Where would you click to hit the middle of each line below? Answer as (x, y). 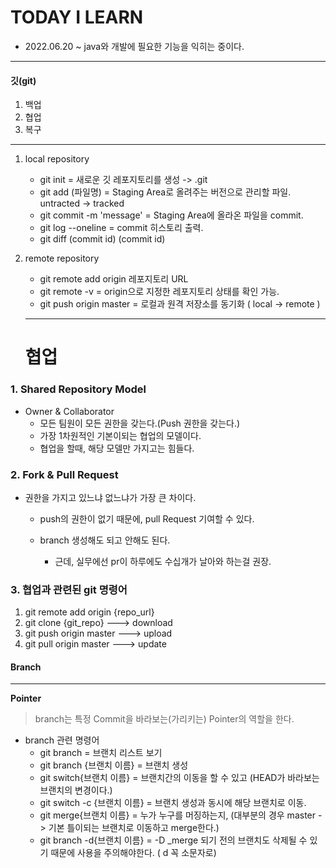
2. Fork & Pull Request (64, 474)
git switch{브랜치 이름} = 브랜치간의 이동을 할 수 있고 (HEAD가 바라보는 (179, 778)
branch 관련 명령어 (62, 740)
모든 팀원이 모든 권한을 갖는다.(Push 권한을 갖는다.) (140, 423)
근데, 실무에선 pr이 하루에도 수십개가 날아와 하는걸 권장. (163, 561)
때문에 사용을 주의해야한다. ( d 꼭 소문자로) (133, 853)
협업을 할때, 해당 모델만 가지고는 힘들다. (117, 448)
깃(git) (23, 80)
